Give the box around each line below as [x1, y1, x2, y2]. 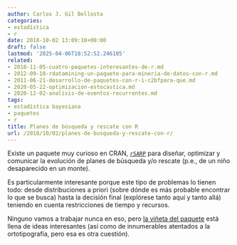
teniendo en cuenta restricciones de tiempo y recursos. [7, 201, 170, 209]
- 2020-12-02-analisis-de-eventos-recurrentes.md [7, 90, 158, 97]
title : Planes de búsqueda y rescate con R [7, 123, 139, 130]
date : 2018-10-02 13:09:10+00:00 [7, 37, 107, 44]
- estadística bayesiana [7, 103, 81, 110]
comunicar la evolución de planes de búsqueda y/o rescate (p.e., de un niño [7, 157, 231, 165]
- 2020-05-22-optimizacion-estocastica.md [7, 83, 135, 90]
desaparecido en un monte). [7, 165, 90, 173]
